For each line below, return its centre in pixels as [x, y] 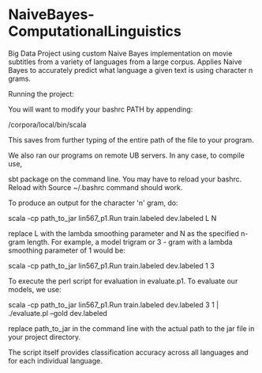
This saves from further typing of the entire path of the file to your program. [131, 139]
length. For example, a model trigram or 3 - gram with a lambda [129, 242]
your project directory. [45, 337]
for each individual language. [55, 360]
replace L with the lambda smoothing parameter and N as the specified [124, 233]
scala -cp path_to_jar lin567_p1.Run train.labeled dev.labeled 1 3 [111, 265]
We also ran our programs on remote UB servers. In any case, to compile [126, 155]
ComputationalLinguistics [95, 31]
